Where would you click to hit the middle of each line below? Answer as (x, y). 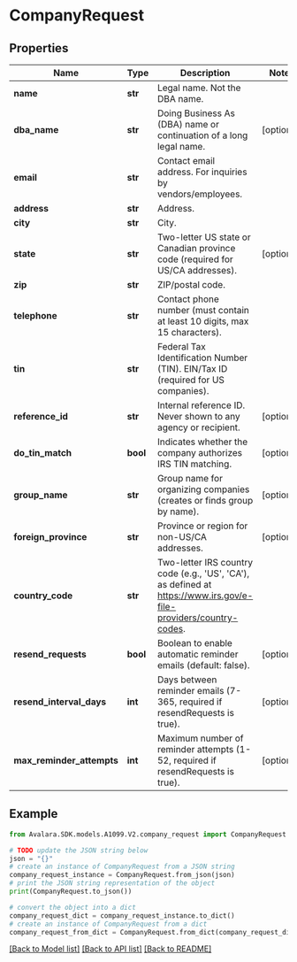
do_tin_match (43, 453)
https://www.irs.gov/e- (206, 596)
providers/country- (198, 618)
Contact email (186, 161)
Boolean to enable (195, 643)
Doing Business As (197, 113)
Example (34, 814)
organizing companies (204, 489)
